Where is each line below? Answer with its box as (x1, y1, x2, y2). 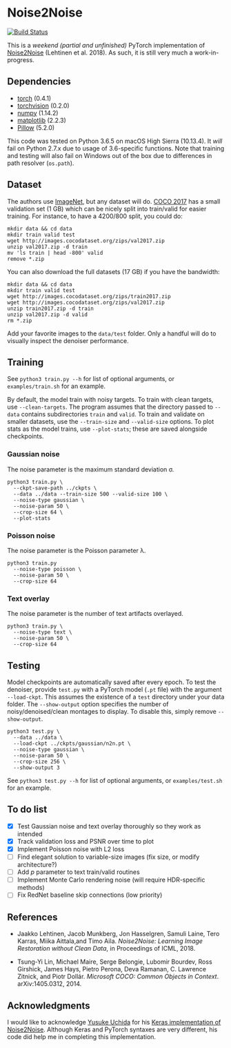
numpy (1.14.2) (17, 108, 59, 117)
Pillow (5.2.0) (17, 123, 55, 132)
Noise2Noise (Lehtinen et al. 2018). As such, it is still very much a (7, 48, 193, 57)
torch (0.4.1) (17, 94, 52, 102)
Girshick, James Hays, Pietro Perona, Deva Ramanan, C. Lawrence (17, 965, 207, 973)
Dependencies (7, 76, 71, 88)
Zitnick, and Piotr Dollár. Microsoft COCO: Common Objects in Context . (17, 972, 219, 981)
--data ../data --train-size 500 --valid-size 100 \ (13, 490, 168, 498)
